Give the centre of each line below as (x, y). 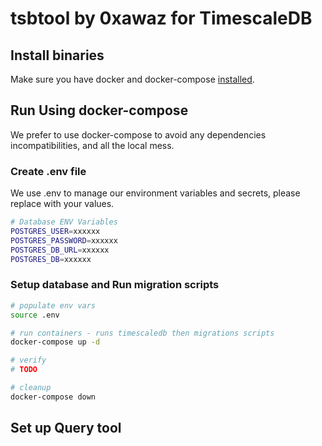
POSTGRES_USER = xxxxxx (55, 231)
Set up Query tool (66, 428)
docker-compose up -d (55, 342)
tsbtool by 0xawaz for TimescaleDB (161, 18)
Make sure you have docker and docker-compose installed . (132, 79)
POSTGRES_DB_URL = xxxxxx (60, 250)
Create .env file (48, 171)
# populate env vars (53, 305)
